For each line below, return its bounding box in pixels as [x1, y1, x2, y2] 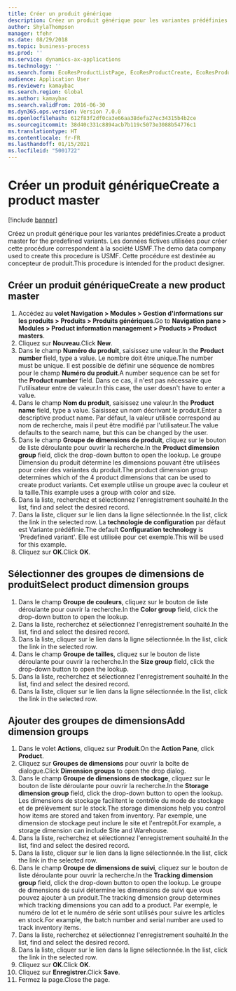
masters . [18, 331, 45, 340]
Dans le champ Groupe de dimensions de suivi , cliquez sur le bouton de [18, 864, 228, 872]
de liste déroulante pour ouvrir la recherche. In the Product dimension [18, 443, 220, 451]
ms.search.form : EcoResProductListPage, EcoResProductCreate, [8, 69, 193, 76]
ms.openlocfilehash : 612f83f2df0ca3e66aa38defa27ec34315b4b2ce [8, 114, 197, 121]
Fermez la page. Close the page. [18, 976, 111, 984]
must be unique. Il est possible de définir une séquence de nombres [18, 361, 215, 369]
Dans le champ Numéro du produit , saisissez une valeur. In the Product [18, 346, 224, 354]
